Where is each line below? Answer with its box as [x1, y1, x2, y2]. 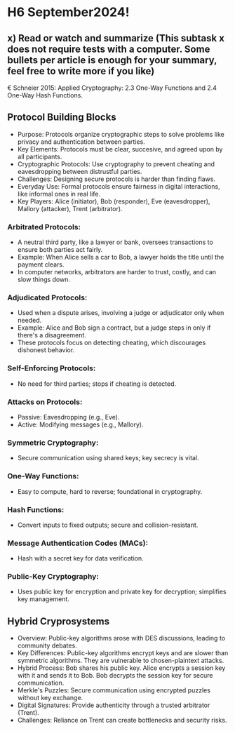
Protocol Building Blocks [7, 112, 117, 123]
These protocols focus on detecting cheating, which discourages [17, 338, 206, 347]
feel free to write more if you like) [7, 65, 155, 77]
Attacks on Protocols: [7, 397, 83, 407]
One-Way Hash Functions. [7, 91, 83, 99]
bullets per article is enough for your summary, [7, 54, 217, 66]
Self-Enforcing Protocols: [7, 363, 96, 373]
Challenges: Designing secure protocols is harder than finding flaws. [17, 175, 216, 183]
